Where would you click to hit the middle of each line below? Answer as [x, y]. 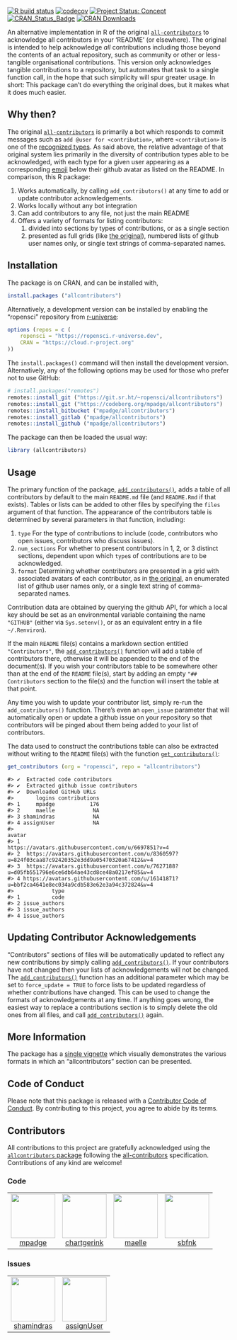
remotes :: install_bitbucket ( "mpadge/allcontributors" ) [91, 411]
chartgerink [84, 1243]
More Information [47, 1037]
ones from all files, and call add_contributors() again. [86, 1015]
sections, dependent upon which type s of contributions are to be [112, 555]
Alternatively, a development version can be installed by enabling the [108, 309]
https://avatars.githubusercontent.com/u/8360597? [102, 853]
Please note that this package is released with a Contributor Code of [107, 1101]
